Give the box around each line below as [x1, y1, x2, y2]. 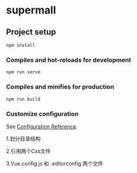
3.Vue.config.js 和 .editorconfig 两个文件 [6, 160, 104, 167]
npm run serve [6, 69, 41, 75]
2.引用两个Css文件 [6, 147, 51, 154]
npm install [6, 42, 35, 48]
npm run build [6, 96, 41, 102]
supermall [6, 4, 57, 17]
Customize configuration [6, 110, 79, 118]
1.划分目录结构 [6, 135, 41, 142]
